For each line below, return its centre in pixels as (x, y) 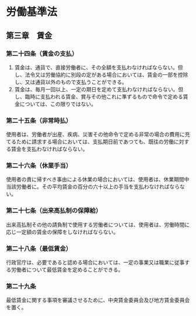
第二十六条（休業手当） (39, 166)
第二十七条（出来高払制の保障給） (54, 211)
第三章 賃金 (29, 35)
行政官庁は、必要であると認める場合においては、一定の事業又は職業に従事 (95, 262)
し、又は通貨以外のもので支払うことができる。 (71, 82)
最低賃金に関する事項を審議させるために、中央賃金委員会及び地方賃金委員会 (98, 300)
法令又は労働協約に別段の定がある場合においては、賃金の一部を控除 (106, 74)
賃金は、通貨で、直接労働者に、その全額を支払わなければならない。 (96, 67)
